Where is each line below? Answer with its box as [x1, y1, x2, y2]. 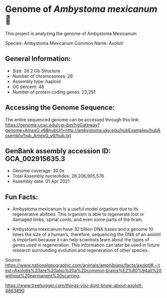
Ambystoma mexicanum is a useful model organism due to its [12, 206, 139, 212]
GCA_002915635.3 [5, 154, 66, 163]
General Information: [5, 55, 71, 63]
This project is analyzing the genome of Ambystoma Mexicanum [5, 30, 137, 36]
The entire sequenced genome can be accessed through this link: [5, 116, 140, 122]
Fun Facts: [5, 193, 38, 201]
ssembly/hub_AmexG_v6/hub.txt [5, 132, 71, 138]
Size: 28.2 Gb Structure [12, 68, 61, 74]
